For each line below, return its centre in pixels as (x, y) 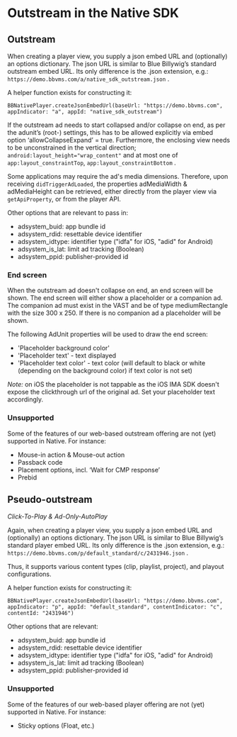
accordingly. (25, 399)
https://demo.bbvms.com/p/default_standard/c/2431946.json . (98, 553)
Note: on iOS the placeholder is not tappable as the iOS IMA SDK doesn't (113, 384)
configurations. (29, 574)
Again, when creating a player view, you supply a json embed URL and (110, 531)
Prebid (27, 477)
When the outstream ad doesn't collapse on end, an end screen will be (110, 290)
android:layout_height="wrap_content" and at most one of (93, 155)
